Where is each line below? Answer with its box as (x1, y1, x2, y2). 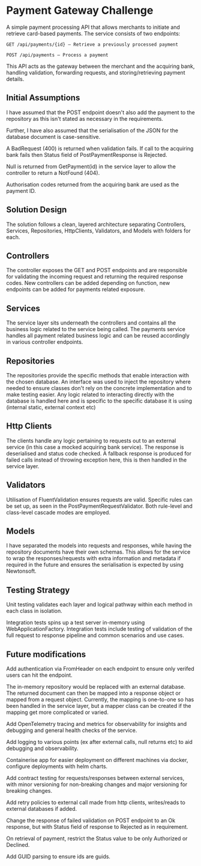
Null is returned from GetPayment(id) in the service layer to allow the (6, 163, 176, 170)
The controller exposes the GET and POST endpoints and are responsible (6, 267, 188, 274)
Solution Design (6, 205, 67, 215)
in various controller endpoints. (6, 338, 83, 346)
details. (6, 75, 25, 82)
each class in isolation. (6, 608, 63, 615)
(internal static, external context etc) (6, 404, 96, 410)
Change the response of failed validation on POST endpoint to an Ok (6, 817, 176, 824)
